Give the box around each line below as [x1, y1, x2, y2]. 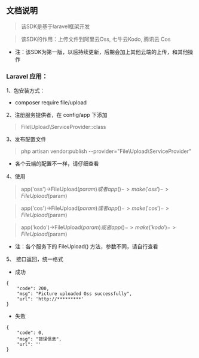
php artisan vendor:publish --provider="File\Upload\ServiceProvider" [20, 148, 192, 155]
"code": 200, [17, 285, 50, 292]
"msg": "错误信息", [17, 336, 62, 342]
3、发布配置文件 [6, 136, 47, 143]
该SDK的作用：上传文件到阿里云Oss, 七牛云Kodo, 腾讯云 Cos [20, 35, 171, 43]
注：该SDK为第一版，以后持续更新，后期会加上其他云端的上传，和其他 [14, 48, 188, 55]
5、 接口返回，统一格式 [6, 255, 64, 263]
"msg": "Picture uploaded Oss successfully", [17, 291, 133, 297]
